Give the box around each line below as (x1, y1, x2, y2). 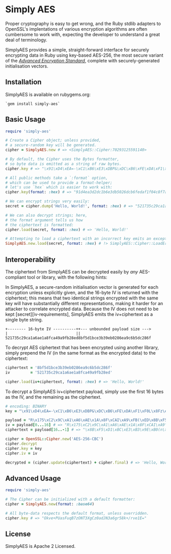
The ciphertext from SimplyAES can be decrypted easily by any (5, 269, 138, 274)
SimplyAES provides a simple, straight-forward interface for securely (5, 47, 149, 53)
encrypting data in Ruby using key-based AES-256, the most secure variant (5, 52, 164, 58)
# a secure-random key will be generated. (5, 143, 97, 148)
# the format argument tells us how (5, 217, 83, 223)
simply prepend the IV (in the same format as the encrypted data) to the (5, 350, 156, 356)
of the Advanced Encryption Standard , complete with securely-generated (5, 57, 160, 63)
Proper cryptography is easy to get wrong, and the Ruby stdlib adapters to (5, 20, 161, 27)
